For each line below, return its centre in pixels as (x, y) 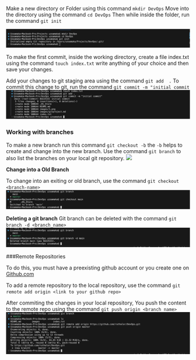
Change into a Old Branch (38, 169)
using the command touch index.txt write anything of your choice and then (97, 63)
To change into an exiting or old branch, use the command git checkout (92, 181)
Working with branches (40, 132)
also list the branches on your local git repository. (65, 158)
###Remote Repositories (36, 257)
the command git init (34, 21)
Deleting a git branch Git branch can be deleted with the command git (91, 219)
